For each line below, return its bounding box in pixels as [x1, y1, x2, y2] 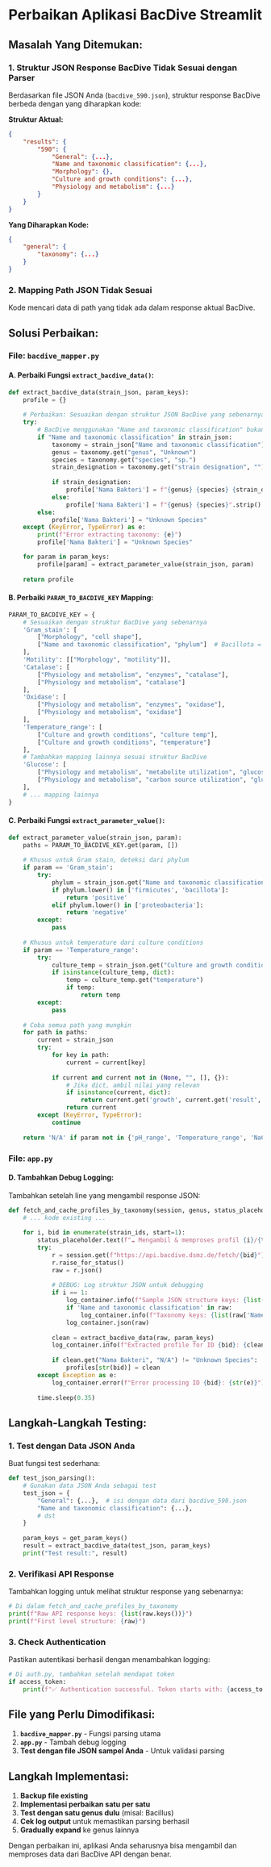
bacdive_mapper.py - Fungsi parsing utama [19, 1729, 161, 1739]
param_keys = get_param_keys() [23, 1535, 128, 1543]
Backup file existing [19, 1791, 89, 1801]
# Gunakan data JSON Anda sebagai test [23, 1482, 157, 1490]
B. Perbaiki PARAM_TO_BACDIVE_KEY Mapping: [8, 593, 154, 603]
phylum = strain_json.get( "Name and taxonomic [51, 878, 211, 887]
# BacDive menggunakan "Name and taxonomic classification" [37, 426, 244, 434]
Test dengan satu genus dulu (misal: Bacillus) [19, 1808, 174, 1818]
